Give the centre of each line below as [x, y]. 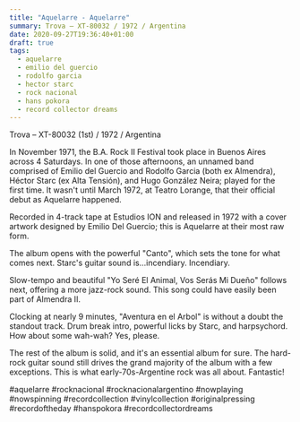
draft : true [31, 43]
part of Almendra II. [45, 299]
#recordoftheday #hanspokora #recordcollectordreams [111, 409]
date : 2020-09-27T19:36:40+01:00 [72, 34]
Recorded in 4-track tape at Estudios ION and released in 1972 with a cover [148, 217]
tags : [19, 51]
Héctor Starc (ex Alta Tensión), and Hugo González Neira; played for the [142, 181]
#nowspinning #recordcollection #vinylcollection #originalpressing [132, 399]
